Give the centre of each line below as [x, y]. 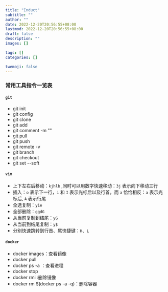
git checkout [26, 157]
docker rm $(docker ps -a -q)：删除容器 [55, 284]
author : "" [17, 19]
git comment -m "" [32, 130]
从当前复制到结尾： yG [35, 218]
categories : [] [21, 57]
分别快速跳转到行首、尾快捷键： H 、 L [51, 231]
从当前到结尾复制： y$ [35, 224]
